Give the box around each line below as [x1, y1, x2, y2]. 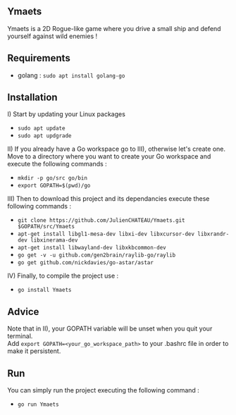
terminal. [7, 332, 33, 340]
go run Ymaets [17, 401, 59, 408]
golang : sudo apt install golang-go [17, 70, 125, 80]
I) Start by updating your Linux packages [7, 110, 125, 118]
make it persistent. [7, 347, 61, 355]
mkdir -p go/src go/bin [17, 175, 88, 182]
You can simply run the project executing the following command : [7, 386, 199, 395]
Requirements [7, 52, 70, 64]
